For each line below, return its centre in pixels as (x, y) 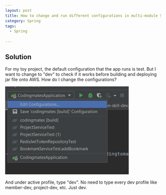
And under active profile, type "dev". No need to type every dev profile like (81, 182)
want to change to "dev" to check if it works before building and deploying (81, 74)
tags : (11, 26)
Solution (18, 57)
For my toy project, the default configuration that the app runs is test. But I (81, 69)
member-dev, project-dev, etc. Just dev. (46, 187)
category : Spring (23, 21)
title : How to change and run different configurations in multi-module (82, 16)
